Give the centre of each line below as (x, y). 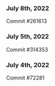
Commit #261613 (27, 21)
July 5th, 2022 (27, 37)
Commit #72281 (25, 78)
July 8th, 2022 (27, 8)
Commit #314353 (27, 49)
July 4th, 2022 (28, 65)
